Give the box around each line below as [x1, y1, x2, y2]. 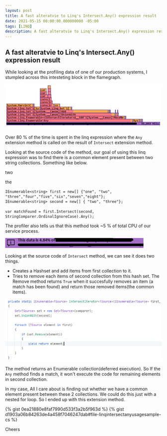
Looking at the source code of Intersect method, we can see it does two [5, 253, 155, 259]
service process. [5, 228, 40, 234]
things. [5, 259, 19, 264]
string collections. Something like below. [5, 160, 88, 166]
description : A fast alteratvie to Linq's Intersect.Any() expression [5, 29, 155, 34]
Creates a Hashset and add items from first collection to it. [12, 268, 132, 274]
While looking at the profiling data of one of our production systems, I [5, 69, 148, 75]
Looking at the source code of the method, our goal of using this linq [5, 149, 146, 155]
